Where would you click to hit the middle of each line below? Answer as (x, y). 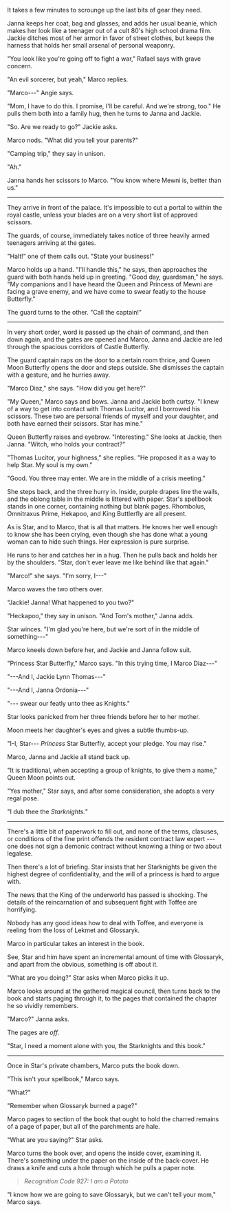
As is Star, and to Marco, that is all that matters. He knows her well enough (112, 527)
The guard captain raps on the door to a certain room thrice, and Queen (109, 360)
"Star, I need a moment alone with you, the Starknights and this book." (107, 1046)
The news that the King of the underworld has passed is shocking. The (108, 895)
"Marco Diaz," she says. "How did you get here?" (77, 388)
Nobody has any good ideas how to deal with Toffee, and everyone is (106, 923)
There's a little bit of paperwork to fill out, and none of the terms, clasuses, (113, 831)
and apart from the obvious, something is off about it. (82, 964)
